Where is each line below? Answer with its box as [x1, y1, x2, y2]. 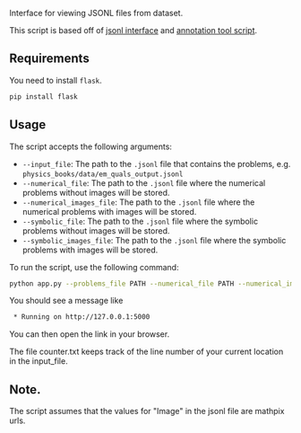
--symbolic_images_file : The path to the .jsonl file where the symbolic [21, 234, 287, 245]
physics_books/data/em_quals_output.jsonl [21, 170, 184, 179]
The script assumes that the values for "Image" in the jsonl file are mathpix [9, 406, 285, 417]
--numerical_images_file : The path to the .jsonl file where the [21, 197, 255, 208]
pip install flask [9, 92, 78, 102]
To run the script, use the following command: [9, 261, 179, 272]
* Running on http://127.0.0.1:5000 [13, 313, 150, 322]
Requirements [9, 51, 90, 66]
